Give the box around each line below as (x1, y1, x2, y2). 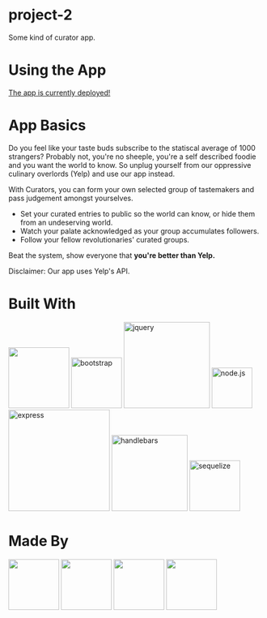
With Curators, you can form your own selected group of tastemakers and (8, 184, 255, 194)
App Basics (8, 116, 87, 135)
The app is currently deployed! (8, 88, 111, 97)
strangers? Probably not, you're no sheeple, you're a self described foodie (8, 152, 256, 161)
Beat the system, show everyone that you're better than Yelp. (8, 250, 216, 260)
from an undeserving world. (19, 217, 113, 227)
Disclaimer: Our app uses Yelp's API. (8, 266, 130, 276)
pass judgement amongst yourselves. (8, 193, 133, 203)
